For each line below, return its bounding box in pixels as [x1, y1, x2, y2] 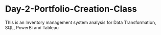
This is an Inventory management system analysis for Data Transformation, [5, 19, 157, 25]
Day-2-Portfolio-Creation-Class [5, 3, 137, 15]
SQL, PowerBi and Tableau [5, 24, 59, 30]
